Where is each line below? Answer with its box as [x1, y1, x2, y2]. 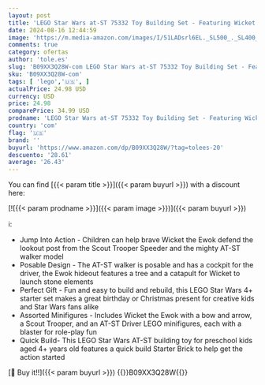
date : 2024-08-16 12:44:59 [8, 26, 97, 34]
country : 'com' [8, 121, 58, 129]
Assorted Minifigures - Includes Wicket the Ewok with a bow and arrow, [19, 311, 252, 320]
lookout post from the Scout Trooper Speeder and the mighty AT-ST [19, 244, 241, 253]
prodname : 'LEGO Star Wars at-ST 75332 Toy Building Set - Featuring [8, 114, 242, 122]
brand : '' [8, 136, 41, 144]
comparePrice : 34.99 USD [8, 107, 90, 115]
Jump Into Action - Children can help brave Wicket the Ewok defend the [19, 235, 254, 245]
